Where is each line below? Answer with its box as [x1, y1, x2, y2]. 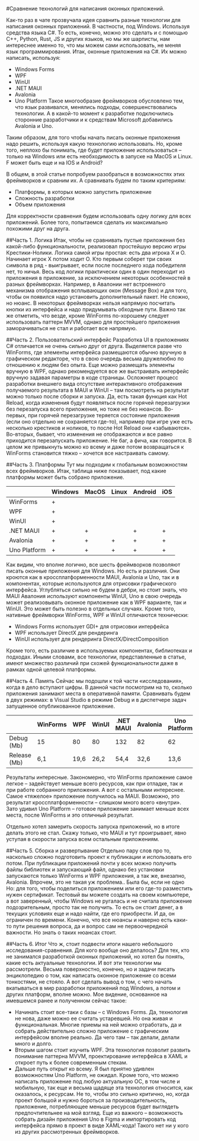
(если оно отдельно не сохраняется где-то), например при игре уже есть [6, 418, 193, 425]
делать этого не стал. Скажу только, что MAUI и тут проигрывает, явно [6, 829, 187, 836]
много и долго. [14, 1040, 53, 1047]
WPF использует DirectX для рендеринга [14, 629, 118, 636]
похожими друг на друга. [6, 225, 70, 232]
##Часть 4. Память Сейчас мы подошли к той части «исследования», [6, 677, 184, 684]
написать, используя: [6, 55, 61, 61]
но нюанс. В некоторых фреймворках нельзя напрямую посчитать [6, 299, 175, 306]
